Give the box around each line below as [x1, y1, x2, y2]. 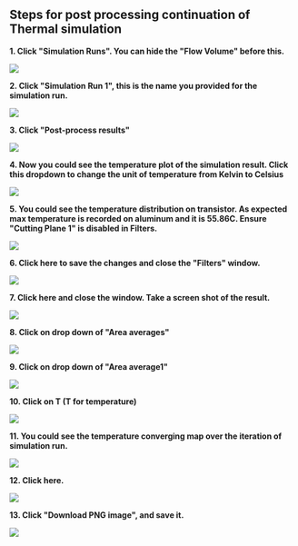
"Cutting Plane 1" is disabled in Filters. [9, 223, 158, 233]
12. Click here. [9, 474, 65, 485]
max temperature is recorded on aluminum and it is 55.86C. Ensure [9, 213, 267, 223]
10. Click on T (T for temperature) [9, 395, 137, 407]
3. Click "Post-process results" [9, 124, 130, 135]
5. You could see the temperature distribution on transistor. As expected [9, 204, 288, 214]
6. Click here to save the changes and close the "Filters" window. [9, 257, 261, 268]
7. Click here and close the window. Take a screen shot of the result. [9, 292, 271, 303]
